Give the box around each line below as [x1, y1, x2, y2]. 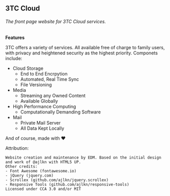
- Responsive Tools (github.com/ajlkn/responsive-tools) [5, 182, 130, 187]
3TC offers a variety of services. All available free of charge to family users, [5, 44, 165, 50]
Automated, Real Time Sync [20, 76, 79, 82]
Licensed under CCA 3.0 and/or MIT [5, 186, 81, 191]
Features [5, 34, 25, 41]
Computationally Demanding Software [20, 109, 101, 115]
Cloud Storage [12, 65, 44, 71]
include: [5, 55, 23, 61]
